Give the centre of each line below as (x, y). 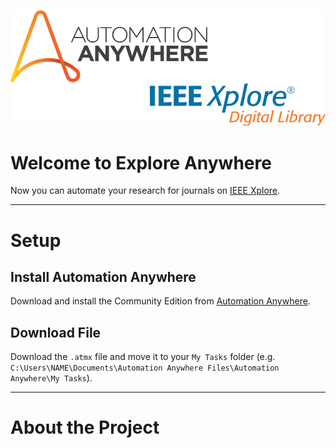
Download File (56, 332)
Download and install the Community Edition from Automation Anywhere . (160, 301)
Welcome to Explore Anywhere (141, 162)
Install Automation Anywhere (103, 276)
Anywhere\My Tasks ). (51, 378)
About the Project (85, 427)
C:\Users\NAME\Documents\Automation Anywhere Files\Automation (145, 368)
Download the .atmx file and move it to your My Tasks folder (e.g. (143, 357)
